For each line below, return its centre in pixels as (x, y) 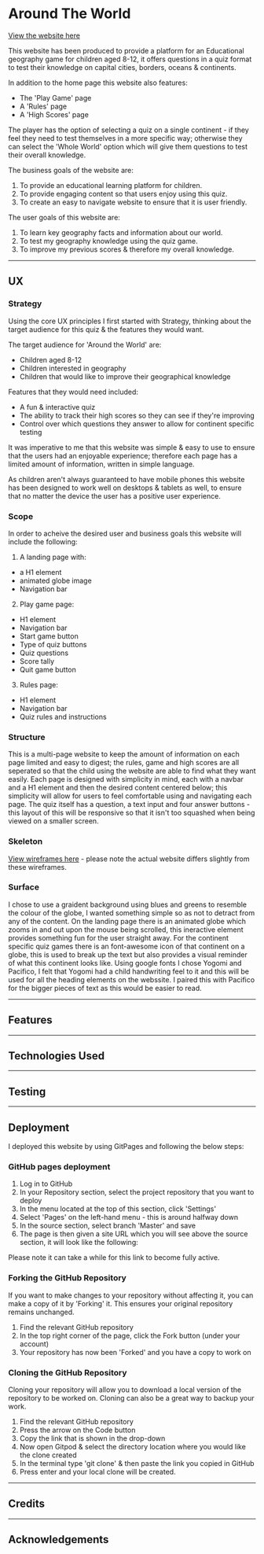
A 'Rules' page (43, 106)
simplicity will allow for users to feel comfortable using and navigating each (130, 796)
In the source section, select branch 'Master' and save (108, 1226)
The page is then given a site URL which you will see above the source (134, 1234)
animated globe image (55, 580)
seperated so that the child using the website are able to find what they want (132, 771)
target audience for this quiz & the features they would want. (106, 329)
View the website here (44, 35)
